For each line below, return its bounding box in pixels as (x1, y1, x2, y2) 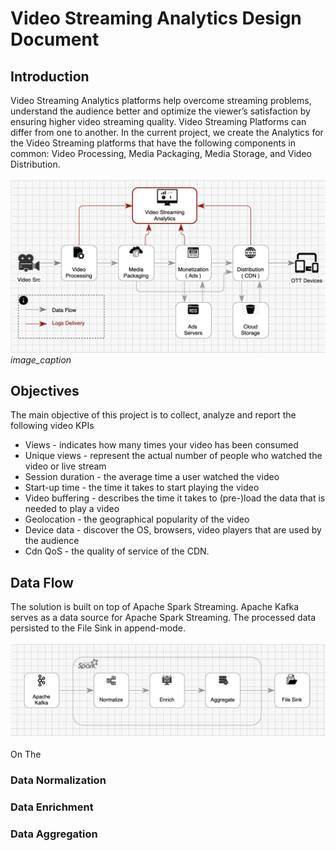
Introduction (10, 68, 90, 85)
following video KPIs (10, 420, 95, 432)
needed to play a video (24, 503, 120, 515)
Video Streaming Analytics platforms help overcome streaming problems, (10, 95, 312, 106)
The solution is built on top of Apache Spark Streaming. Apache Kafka (10, 601, 300, 613)
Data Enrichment (10, 800, 94, 814)
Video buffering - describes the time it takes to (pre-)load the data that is (24, 492, 326, 504)
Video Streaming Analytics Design (10, 7, 302, 30)
